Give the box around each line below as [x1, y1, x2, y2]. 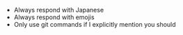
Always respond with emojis [13, 13, 95, 21]
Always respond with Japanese [13, 6, 104, 14]
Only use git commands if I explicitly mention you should [13, 21, 176, 28]
